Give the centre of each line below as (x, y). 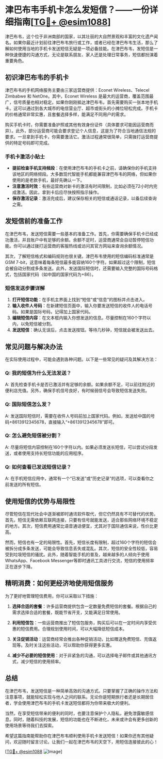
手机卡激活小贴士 (25, 157)
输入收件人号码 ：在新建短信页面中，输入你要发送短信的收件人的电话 (80, 306)
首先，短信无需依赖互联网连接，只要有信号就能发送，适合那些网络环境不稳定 (81, 520)
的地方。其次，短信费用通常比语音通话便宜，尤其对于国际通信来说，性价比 (79, 526)
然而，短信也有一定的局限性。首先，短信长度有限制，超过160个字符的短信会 (81, 542)
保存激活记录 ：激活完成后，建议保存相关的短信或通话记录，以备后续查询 (84, 198)
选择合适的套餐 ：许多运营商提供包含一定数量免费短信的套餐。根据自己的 (84, 606)
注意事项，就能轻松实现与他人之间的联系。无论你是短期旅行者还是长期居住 (79, 697)
